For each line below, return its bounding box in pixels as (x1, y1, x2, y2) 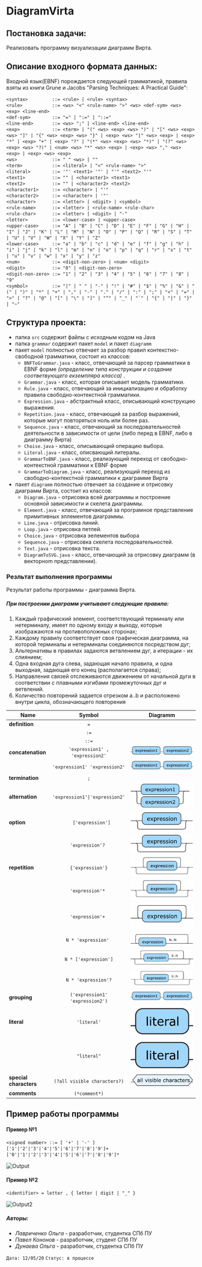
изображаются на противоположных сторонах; (14, 627, 137, 635)
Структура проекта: (6, 317, 86, 328)
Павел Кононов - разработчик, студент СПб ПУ (14, 1236, 138, 1244)
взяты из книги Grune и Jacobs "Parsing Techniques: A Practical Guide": (6, 84, 188, 91)
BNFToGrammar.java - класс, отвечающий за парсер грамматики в (23, 359, 191, 366)
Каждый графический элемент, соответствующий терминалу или (14, 615, 185, 622)
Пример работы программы (6, 1109, 119, 1119)
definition (8, 720, 34, 727)
